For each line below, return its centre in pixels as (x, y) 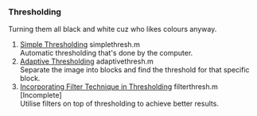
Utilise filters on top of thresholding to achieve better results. (119, 104)
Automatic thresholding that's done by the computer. (106, 53)
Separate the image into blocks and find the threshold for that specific (134, 70)
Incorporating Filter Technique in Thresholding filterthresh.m (119, 87)
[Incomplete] (41, 95)
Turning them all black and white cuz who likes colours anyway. (113, 29)
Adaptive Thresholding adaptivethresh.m (86, 61)
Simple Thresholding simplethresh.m (80, 44)
